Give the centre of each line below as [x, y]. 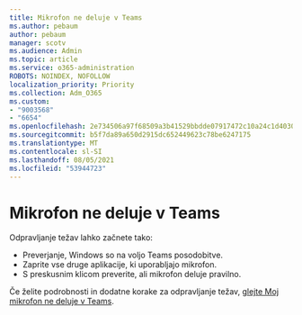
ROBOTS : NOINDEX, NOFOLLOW [60, 76]
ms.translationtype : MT [54, 143]
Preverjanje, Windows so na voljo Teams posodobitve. [122, 255]
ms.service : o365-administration [72, 68]
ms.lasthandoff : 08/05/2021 [62, 160]
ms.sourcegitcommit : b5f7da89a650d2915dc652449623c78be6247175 [130, 135]
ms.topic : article [44, 59]
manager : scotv [38, 43]
